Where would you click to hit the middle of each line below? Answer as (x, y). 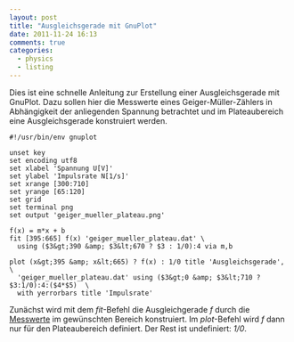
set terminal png (41, 207)
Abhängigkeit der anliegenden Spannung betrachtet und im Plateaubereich (146, 111)
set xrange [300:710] (49, 183)
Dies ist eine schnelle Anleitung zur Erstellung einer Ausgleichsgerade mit (144, 92)
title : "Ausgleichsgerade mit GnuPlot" (83, 26)
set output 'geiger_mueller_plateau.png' (87, 215)
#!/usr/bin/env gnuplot (53, 137)
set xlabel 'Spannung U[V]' (61, 168)
